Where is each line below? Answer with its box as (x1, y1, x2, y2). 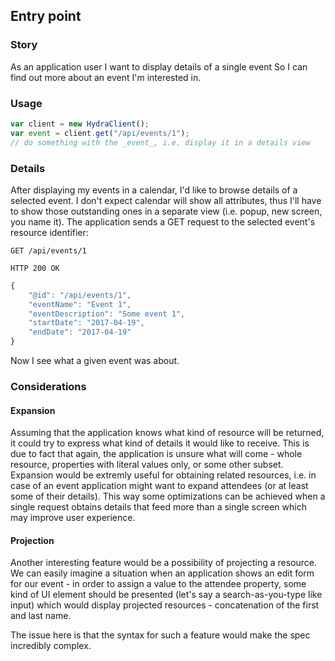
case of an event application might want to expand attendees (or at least (10, 480, 309, 492)
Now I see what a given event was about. (10, 355, 180, 367)
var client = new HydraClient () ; (10, 119, 150, 129)
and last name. (10, 610, 72, 622)
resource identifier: (10, 226, 89, 238)
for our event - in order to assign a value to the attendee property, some (10, 578, 307, 590)
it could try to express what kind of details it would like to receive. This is (10, 437, 310, 449)
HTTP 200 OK (10, 263, 60, 273)
